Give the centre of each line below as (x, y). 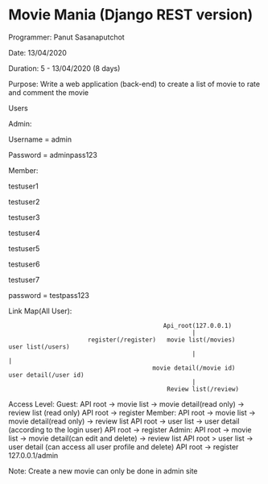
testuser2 (24, 201)
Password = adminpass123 (53, 155)
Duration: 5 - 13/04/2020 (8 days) (64, 68)
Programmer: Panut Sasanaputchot (66, 37)
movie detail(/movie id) (194, 368)
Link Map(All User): (40, 311)
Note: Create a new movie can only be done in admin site (103, 471)
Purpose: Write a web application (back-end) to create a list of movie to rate (134, 84)
